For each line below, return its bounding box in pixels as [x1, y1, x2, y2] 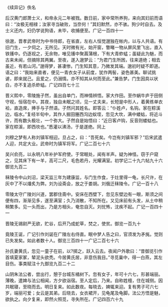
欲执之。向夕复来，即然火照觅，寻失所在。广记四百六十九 [5, 296, 123, 302]
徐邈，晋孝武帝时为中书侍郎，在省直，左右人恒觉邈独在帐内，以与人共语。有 [5, 38, 163, 44]
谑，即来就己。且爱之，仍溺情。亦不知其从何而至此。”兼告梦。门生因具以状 [5, 75, 158, 81]
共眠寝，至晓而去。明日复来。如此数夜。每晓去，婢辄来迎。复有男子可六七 [5, 284, 158, 289]
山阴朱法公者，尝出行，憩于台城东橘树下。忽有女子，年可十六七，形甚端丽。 [5, 271, 163, 277]
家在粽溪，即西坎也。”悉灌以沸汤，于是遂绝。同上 [5, 124, 106, 129]
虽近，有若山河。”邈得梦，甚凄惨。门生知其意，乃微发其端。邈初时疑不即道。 [5, 63, 163, 69]
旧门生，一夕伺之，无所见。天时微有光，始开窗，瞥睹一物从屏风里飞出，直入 [5, 44, 163, 50]
